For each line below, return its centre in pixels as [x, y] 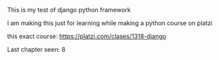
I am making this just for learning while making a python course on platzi [110, 23]
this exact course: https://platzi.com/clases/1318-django [87, 36]
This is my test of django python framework [69, 10]
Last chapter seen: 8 [36, 49]
